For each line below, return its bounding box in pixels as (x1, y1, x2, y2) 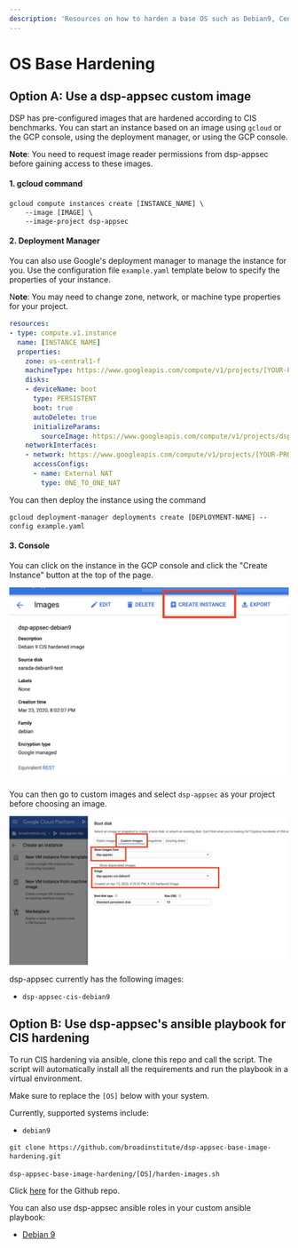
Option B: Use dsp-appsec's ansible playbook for (9, 1017, 286, 1032)
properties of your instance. (9, 274, 111, 285)
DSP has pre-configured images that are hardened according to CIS (9, 112, 257, 123)
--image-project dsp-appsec (25, 217, 129, 226)
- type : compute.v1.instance (9, 329, 117, 338)
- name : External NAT (32, 469, 114, 479)
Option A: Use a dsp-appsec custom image (9, 89, 252, 104)
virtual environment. (9, 1073, 82, 1084)
